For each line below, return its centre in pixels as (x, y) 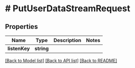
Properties (22, 27)
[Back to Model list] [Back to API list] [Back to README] (61, 61)
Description (67, 40)
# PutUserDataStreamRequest (68, 9)
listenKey (19, 48)
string (42, 48)
